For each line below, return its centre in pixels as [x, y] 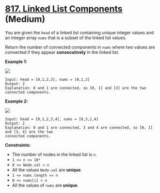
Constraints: [18, 145]
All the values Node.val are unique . [47, 170]
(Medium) [25, 19]
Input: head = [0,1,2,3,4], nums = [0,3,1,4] [52, 119]
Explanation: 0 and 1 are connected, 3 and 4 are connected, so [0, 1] [79, 127]
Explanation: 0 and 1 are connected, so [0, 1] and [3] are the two [76, 88]
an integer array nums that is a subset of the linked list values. [66, 38]
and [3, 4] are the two [29, 132]
